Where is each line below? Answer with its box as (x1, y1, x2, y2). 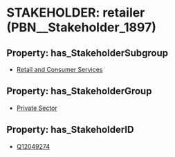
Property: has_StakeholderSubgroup (6, 47, 169, 59)
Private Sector (16, 104, 57, 112)
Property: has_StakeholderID (6, 124, 134, 136)
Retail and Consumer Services (16, 66, 103, 73)
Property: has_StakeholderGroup (6, 85, 152, 98)
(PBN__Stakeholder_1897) (6, 19, 157, 35)
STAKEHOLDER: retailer (6, 5, 145, 21)
